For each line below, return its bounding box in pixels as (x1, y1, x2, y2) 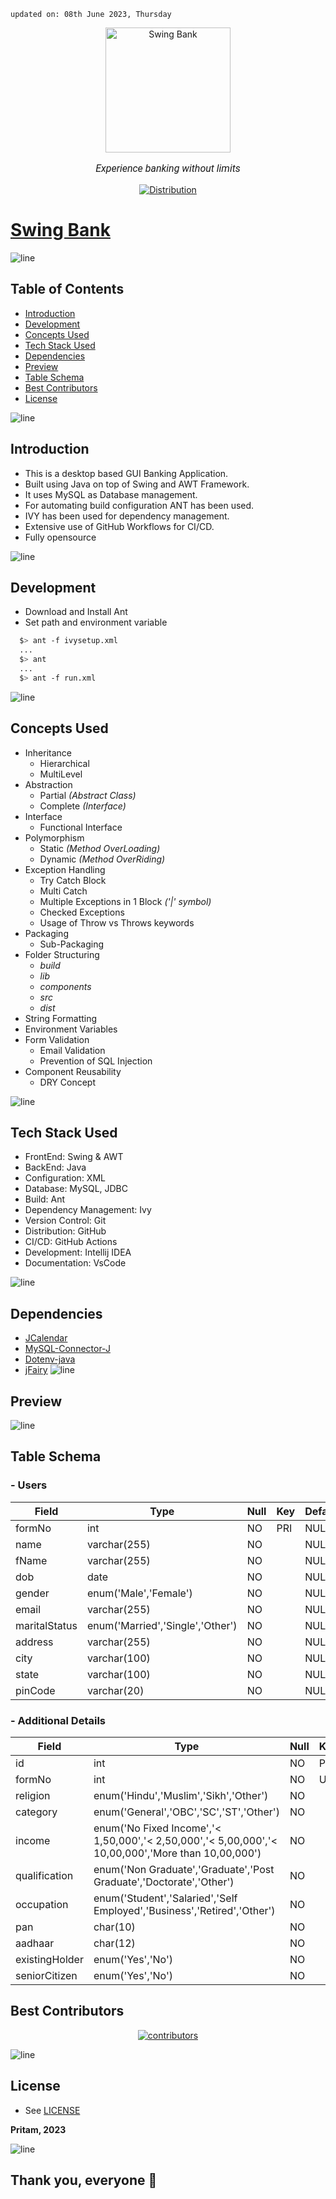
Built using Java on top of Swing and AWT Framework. (24, 478, 250, 490)
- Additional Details (10, 1713, 107, 1727)
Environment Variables (24, 1023, 118, 1035)
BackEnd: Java (24, 1161, 87, 1174)
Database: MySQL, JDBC (24, 1183, 129, 1195)
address (15, 1635, 54, 1649)
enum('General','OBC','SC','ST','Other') (93, 1805, 280, 1819)
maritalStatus (15, 1618, 78, 1632)
